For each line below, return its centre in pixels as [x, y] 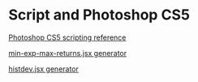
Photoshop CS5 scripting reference [67, 37]
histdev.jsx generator [44, 69]
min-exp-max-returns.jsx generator [68, 53]
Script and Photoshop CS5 [99, 15]
